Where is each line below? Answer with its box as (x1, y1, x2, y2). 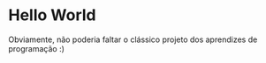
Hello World (8, 5, 96, 25)
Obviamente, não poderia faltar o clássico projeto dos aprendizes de (8, 34, 258, 45)
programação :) (8, 43, 65, 53)
